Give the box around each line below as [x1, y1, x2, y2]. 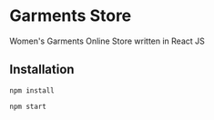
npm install [9, 85, 55, 95]
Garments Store [9, 5, 132, 26]
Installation [9, 62, 75, 77]
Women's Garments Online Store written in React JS [9, 35, 205, 46]
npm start [9, 102, 47, 111]
